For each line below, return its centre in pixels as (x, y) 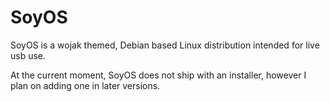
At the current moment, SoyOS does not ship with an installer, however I (158, 75)
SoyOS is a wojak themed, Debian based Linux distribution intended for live (165, 45)
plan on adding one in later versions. (85, 85)
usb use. (28, 55)
